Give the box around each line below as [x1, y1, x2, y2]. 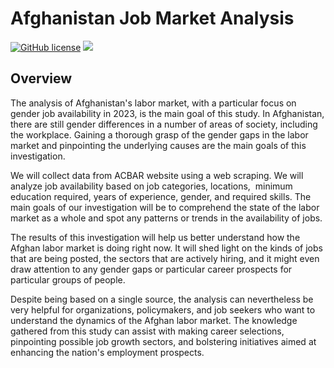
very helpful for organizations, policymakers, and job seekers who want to [10, 303, 316, 316]
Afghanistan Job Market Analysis [10, 7, 295, 30]
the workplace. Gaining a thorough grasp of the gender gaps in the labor [10, 128, 309, 141]
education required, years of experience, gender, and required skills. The [10, 190, 312, 202]
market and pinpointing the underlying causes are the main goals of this [10, 139, 307, 151]
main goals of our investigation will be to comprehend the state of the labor [10, 201, 320, 213]
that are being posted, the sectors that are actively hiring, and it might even [10, 252, 320, 264]
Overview [10, 70, 73, 87]
